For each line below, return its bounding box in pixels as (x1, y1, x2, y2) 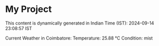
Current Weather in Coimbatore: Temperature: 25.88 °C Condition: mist (5, 35, 153, 41)
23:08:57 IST (5, 25, 32, 31)
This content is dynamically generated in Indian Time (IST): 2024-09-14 (5, 20, 154, 26)
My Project (5, 3, 52, 15)
